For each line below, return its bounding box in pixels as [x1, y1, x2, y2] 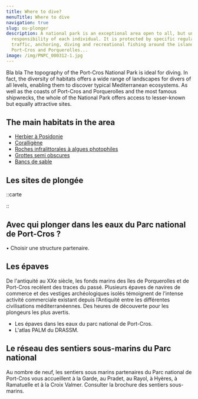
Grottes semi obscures [14, 152, 70, 159]
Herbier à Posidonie [14, 133, 63, 140]
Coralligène [14, 140, 43, 147]
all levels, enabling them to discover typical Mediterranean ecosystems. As [6, 81, 188, 89]
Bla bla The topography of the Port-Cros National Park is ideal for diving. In [6, 69, 189, 76]
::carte [6, 191, 22, 198]
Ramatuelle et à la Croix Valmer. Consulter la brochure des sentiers [6, 381, 169, 388]
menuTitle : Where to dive [6, 14, 70, 20]
